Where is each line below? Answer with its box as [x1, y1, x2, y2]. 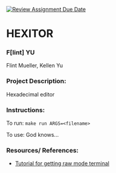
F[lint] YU [6, 48, 35, 57]
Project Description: [6, 77, 66, 86]
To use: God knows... [6, 131, 59, 139]
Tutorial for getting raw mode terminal [14, 160, 110, 167]
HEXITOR [6, 27, 54, 40]
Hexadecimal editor [6, 90, 55, 98]
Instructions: [6, 105, 45, 114]
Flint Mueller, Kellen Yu [6, 62, 63, 69]
